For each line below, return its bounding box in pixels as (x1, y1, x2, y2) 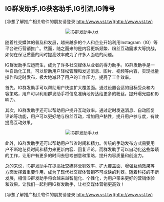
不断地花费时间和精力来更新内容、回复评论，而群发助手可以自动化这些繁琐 (9, 146, 159, 152)
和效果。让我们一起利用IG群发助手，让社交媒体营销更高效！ (5, 181, 125, 187)
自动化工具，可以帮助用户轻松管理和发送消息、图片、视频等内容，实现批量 (9, 68, 159, 74)
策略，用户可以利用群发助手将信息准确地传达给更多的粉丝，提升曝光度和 (9, 90, 155, 96)
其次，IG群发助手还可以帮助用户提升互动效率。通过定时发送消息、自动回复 (5, 107, 155, 113)
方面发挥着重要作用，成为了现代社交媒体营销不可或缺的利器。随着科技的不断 (5, 169, 159, 175)
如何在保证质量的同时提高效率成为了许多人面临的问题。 (5, 51, 116, 57)
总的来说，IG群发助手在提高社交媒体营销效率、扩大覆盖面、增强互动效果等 (5, 163, 155, 169)
